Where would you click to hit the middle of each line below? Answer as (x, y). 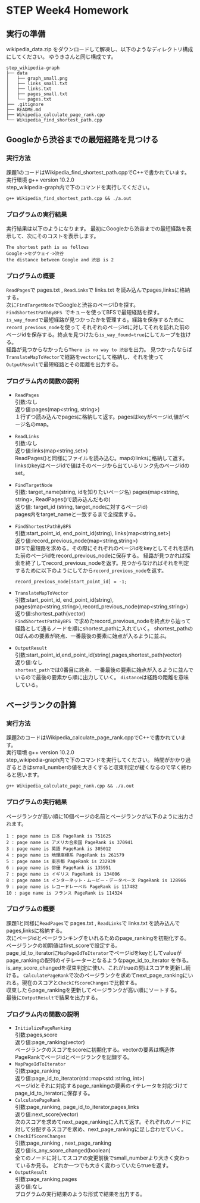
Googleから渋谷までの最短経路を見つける (82, 140)
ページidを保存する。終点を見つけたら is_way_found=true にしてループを (93, 335)
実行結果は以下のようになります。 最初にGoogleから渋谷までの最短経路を (96, 228)
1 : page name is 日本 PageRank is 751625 (59, 836)
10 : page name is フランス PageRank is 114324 (65, 893)
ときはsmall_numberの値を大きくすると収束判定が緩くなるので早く (99, 767)
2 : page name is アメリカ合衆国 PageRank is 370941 (70, 842)
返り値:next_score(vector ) (46, 1114)
